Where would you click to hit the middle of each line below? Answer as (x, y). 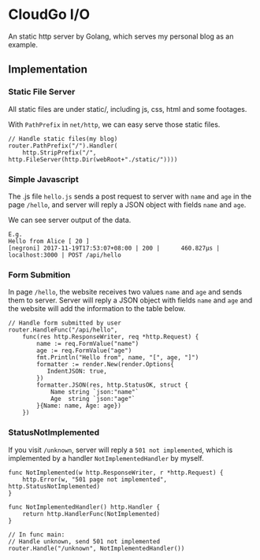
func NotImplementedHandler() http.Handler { (84, 507)
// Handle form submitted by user (65, 323)
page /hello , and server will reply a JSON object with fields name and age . (127, 204)
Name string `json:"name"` (95, 392)
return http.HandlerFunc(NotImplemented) (91, 514)
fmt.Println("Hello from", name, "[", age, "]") (118, 358)
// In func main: (37, 534)
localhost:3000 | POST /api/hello (65, 255)
